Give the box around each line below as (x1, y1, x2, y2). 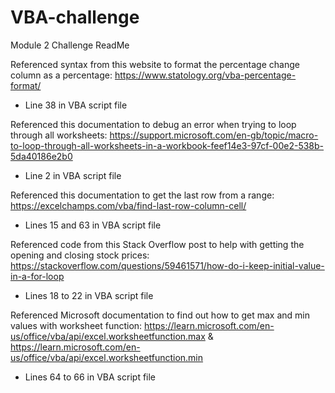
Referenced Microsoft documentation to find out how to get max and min (10, 309, 310, 321)
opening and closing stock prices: (10, 249, 150, 261)
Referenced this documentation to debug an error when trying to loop (10, 118, 297, 130)
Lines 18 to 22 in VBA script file (24, 289, 154, 301)
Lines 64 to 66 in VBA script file (24, 371, 157, 383)
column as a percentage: (10, 69, 113, 81)
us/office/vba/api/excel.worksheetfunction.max (10, 330, 206, 342)
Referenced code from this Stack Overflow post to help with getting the (10, 238, 305, 250)
